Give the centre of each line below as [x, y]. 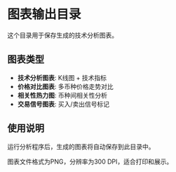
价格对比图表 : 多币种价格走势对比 [65, 86]
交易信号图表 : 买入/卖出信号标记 [63, 104]
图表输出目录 [45, 14]
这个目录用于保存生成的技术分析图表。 [62, 35]
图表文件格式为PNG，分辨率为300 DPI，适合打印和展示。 [90, 161]
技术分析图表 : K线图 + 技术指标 [62, 77]
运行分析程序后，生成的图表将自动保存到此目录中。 [81, 146]
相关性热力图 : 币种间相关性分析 [62, 95]
